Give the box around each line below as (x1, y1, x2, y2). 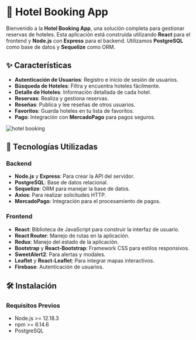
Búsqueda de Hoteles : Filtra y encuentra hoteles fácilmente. (14, 82, 161, 89)
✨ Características (6, 60, 72, 70)
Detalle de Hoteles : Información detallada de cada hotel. (14, 88, 152, 96)
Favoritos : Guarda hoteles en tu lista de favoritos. (14, 107, 135, 114)
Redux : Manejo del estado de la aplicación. (14, 238, 119, 245)
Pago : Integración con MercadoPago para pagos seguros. (14, 113, 156, 120)
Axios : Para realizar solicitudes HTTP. (14, 191, 106, 198)
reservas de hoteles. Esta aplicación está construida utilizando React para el (6, 31, 191, 38)
